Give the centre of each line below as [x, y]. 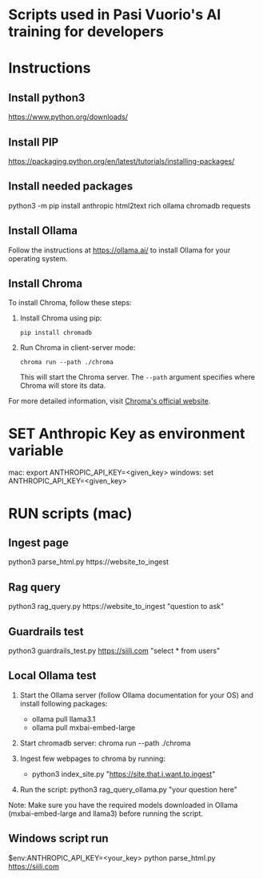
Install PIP [34, 142]
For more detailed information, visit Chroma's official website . [110, 401]
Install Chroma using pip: [61, 318]
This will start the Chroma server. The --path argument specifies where [137, 377]
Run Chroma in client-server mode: [78, 348]
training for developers [86, 32]
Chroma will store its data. [63, 386]
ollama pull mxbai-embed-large [84, 727]
